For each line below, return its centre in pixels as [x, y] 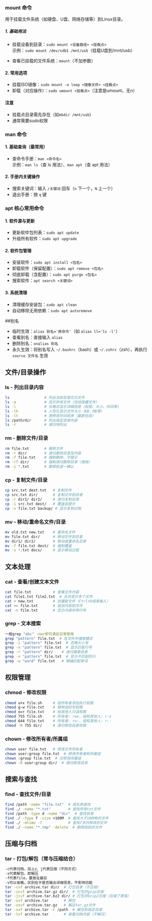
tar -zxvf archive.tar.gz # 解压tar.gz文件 [51, 905]
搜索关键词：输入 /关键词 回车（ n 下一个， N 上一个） [64, 188]
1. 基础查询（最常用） [26, 147]
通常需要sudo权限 [30, 121]
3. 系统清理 [16, 292]
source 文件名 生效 [30, 355]
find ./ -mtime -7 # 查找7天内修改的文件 [56, 823]
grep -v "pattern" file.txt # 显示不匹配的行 [51, 657]
